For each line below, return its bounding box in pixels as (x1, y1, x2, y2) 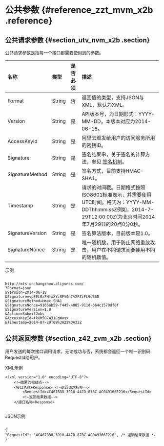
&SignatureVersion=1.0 (5, 307, 51, 312)
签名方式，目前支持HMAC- (82, 167, 144, 174)
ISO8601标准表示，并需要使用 (82, 191, 152, 198)
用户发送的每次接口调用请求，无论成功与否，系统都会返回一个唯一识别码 (5, 348, 150, 354)
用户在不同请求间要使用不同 (91, 247, 155, 253)
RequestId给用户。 (5, 354, 43, 360)
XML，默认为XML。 (82, 101, 128, 108)
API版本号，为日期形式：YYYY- (82, 111, 155, 117)
